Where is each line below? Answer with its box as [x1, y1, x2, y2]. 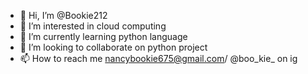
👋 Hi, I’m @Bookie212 [19, 10, 108, 21]
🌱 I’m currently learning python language [19, 31, 188, 42]
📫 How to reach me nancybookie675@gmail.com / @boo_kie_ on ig [19, 53, 298, 64]
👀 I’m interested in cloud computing [19, 20, 167, 32]
